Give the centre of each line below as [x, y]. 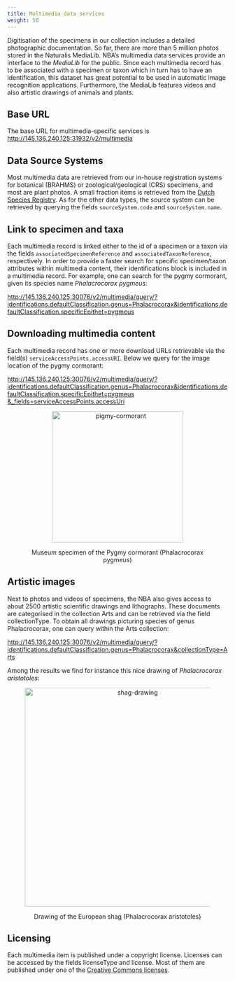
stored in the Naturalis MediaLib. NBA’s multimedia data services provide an [116, 55]
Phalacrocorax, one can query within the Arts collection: [88, 628]
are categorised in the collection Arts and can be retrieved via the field [109, 613]
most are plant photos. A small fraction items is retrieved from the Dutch [111, 193]
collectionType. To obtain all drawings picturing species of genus [101, 621]
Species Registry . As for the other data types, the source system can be [111, 200]
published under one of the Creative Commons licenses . [88, 970]
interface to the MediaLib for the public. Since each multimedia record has [114, 62]
